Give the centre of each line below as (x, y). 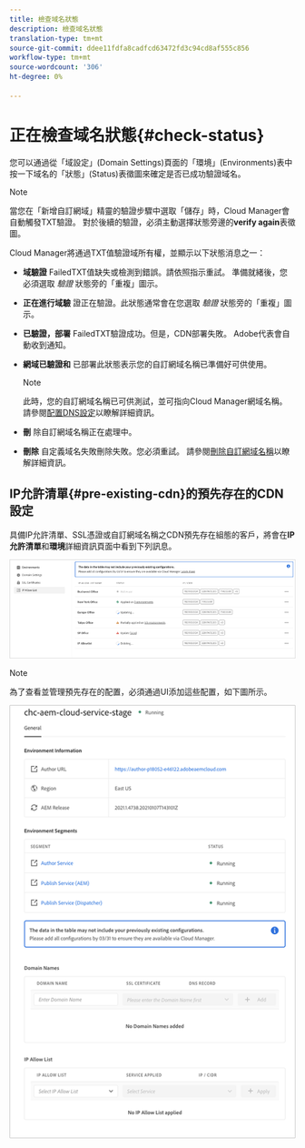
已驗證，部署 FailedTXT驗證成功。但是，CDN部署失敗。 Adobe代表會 (152, 333)
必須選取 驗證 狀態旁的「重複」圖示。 (93, 283)
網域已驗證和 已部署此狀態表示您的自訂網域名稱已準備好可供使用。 (147, 364)
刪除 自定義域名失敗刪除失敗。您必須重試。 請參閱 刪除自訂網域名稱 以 (152, 451)
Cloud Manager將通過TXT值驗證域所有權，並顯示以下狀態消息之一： (138, 252)
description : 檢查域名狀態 (56, 29)
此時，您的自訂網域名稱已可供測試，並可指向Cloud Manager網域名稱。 (155, 401)
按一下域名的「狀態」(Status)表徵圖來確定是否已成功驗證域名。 (128, 174)
